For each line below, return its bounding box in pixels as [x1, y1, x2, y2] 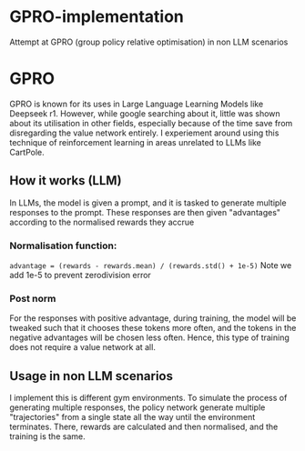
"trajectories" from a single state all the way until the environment [9, 412, 256, 423]
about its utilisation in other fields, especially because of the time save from [9, 117, 293, 128]
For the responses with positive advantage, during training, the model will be [9, 313, 297, 324]
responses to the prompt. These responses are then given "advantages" [9, 206, 280, 217]
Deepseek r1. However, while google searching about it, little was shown [9, 107, 280, 119]
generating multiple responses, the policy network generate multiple [9, 402, 266, 413]
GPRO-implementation [9, 6, 185, 27]
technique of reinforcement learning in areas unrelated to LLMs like [9, 136, 261, 147]
